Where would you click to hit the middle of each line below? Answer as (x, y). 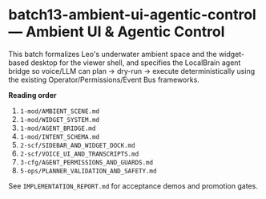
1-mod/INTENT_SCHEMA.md (60, 137)
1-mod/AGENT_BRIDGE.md (58, 128)
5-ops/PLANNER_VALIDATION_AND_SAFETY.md (88, 171)
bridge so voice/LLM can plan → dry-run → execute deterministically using (131, 71)
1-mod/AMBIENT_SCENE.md (60, 111)
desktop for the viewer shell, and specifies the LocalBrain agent (136, 63)
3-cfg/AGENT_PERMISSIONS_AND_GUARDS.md (87, 162)
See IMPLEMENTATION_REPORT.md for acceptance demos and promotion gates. (133, 185)
